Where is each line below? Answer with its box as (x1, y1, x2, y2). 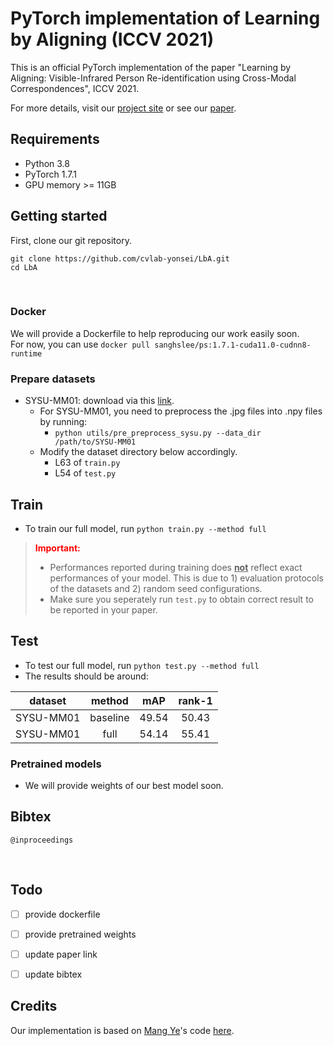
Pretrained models (10, 757, 102, 771)
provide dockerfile (24, 908, 101, 920)
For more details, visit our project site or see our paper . (10, 102, 237, 114)
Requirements (10, 131, 100, 148)
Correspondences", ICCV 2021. (10, 82, 140, 94)
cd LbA (10, 262, 38, 272)
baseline (89, 710, 130, 724)
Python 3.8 (24, 157, 70, 169)
